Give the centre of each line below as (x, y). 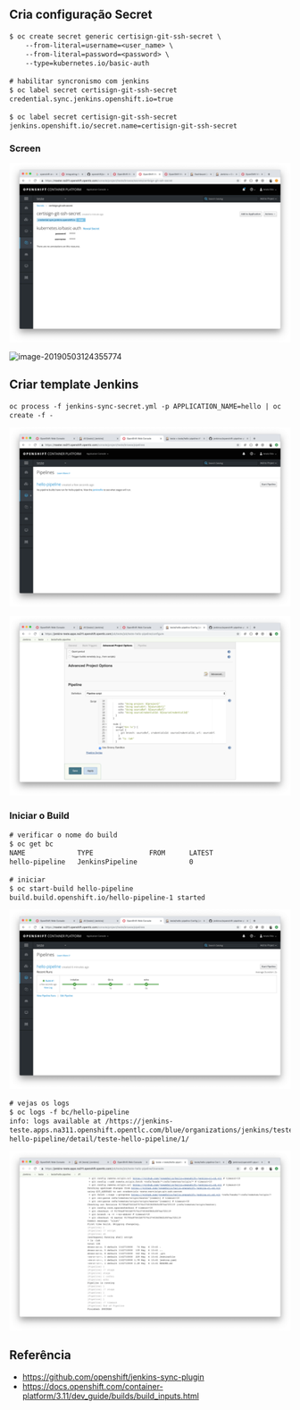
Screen (25, 148)
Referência (40, 1355)
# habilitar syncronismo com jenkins (79, 81)
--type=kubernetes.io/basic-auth (87, 63)
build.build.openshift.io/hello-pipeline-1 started (107, 898)
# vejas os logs (39, 1103)
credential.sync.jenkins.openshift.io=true (92, 99)
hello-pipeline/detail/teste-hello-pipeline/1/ (100, 1139)
